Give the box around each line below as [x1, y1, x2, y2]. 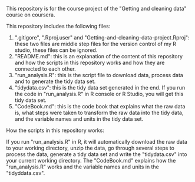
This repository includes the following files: [6, 23, 111, 29]
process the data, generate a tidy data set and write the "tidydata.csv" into [6, 151, 187, 158]
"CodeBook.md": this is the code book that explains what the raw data [14, 103, 186, 110]
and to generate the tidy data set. [14, 78, 96, 85]
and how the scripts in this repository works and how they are [14, 59, 165, 66]
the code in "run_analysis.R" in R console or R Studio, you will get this [14, 91, 184, 97]
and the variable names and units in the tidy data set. [14, 115, 144, 123]
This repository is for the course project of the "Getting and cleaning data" [6, 5, 187, 12]
